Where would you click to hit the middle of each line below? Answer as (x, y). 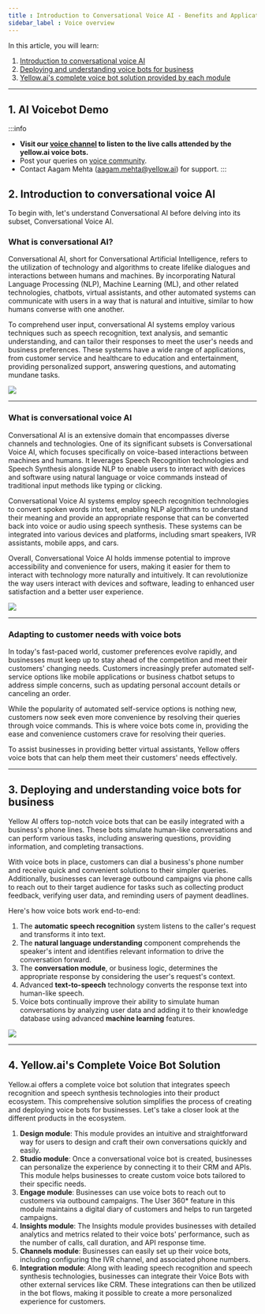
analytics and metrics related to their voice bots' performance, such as (134, 1234)
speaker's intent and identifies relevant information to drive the (122, 951)
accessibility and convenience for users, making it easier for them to (119, 567)
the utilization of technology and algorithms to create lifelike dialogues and (129, 267)
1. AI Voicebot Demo (58, 109)
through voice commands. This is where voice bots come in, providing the (128, 726)
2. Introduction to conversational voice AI (112, 194)
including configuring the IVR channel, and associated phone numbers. (135, 1259)
